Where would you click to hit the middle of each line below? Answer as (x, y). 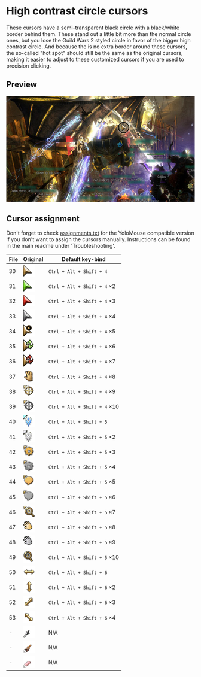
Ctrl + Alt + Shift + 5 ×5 (82, 482)
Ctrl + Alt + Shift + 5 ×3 (82, 452)
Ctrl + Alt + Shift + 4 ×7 (82, 362)
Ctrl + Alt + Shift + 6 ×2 (82, 587)
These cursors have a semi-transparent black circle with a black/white (93, 28)
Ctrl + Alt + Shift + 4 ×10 (84, 407)
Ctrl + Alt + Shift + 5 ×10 (84, 557)
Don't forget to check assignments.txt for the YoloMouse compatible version (100, 233)
